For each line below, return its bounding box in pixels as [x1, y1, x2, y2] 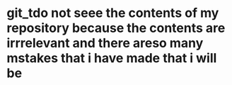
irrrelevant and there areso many [6, 35, 204, 51]
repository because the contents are [6, 20, 226, 36]
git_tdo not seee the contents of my [6, 5, 219, 21]
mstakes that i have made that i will [6, 50, 217, 67]
